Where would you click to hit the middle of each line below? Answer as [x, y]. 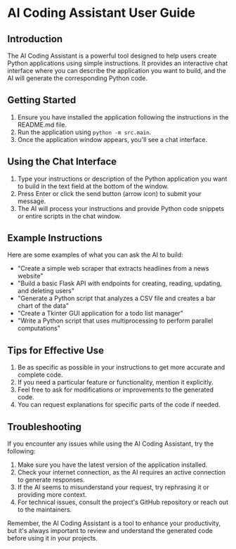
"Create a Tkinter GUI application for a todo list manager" [100, 314]
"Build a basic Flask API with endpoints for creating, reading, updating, [120, 283]
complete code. [40, 375]
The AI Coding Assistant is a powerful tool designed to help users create [112, 56]
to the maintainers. [45, 510]
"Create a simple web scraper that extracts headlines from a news [113, 269]
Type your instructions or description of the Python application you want [122, 179]
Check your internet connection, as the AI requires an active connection [122, 472]
